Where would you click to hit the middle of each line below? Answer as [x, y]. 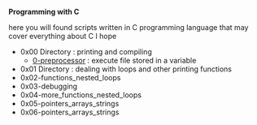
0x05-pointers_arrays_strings [70, 103]
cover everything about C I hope [63, 36]
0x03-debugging [49, 86]
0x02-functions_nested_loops [70, 78]
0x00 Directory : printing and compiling [86, 52]
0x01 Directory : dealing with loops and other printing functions [126, 69]
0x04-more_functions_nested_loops [81, 95]
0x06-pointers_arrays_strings [70, 112]
